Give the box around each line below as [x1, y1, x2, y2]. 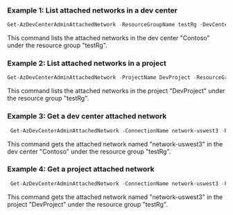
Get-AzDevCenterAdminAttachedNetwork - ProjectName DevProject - [7, 74, 197, 81]
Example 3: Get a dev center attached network [7, 112, 167, 121]
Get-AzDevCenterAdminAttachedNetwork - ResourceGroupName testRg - [7, 21, 203, 28]
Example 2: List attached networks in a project [7, 58, 166, 68]
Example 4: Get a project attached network [7, 164, 155, 174]
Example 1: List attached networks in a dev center [7, 6, 178, 15]
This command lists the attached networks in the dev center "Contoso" [7, 34, 210, 42]
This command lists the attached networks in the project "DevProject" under [7, 87, 225, 95]
